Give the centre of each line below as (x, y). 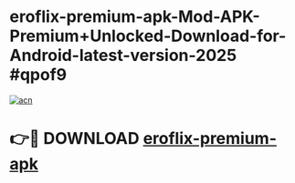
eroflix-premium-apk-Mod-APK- (135, 17)
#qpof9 (38, 75)
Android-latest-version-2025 (123, 56)
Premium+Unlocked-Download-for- (148, 36)
